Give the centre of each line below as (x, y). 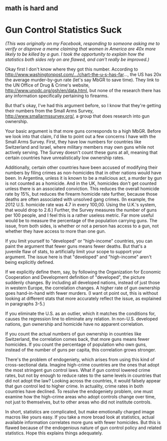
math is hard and (32, 8)
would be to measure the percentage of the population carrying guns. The (81, 221)
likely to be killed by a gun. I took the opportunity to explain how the (75, 54)
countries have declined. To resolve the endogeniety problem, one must (79, 391)
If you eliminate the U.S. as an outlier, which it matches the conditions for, (81, 314)
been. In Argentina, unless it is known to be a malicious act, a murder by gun (83, 178)
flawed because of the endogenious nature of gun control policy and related (83, 428)
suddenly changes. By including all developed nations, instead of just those (83, 283)
